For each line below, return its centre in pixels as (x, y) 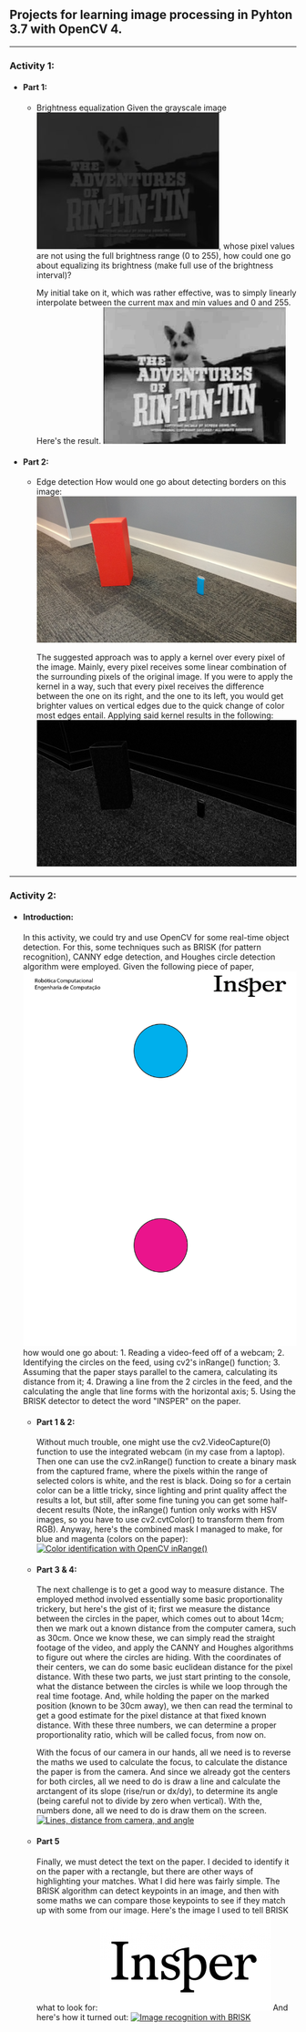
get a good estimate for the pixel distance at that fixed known (151, 1716)
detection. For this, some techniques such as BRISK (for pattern (142, 947)
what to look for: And (162, 2007)
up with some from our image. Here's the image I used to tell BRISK (162, 1910)
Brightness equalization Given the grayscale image (132, 108)
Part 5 (48, 1841)
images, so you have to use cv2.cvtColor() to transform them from (160, 1520)
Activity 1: (32, 66)
